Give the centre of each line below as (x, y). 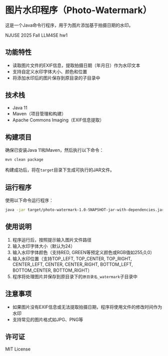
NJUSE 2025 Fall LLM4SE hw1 (36, 35)
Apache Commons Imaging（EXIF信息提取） (58, 120)
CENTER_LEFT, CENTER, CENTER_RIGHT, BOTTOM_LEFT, (73, 264)
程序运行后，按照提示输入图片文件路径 (52, 240)
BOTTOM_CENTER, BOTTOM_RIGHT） (52, 270)
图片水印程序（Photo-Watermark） (78, 10)
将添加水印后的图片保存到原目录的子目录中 (56, 78)
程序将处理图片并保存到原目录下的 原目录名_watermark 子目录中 (75, 276)
